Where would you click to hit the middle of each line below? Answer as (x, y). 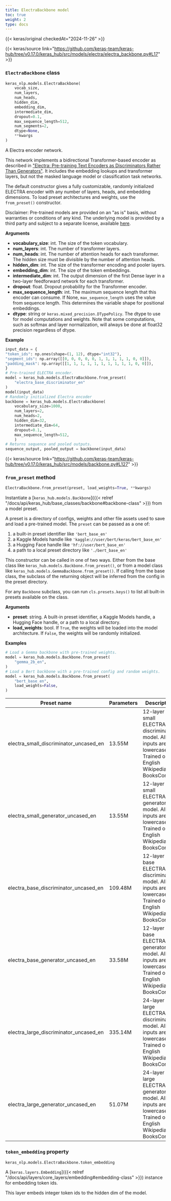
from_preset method (31, 477)
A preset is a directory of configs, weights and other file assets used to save (85, 519)
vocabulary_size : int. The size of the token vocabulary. (70, 243)
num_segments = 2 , (32, 126)
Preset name (56, 703)
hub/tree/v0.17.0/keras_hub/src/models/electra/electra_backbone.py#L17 (82, 54)
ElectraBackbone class (33, 73)
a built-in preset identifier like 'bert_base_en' (60, 534)
